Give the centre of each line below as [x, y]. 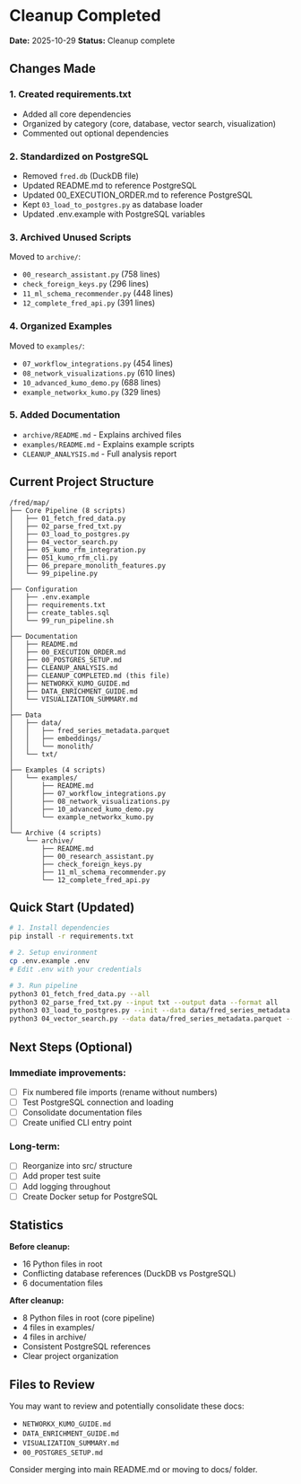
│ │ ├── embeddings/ [56, 738]
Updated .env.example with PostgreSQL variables [114, 214]
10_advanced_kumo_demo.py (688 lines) [91, 382]
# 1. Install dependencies [60, 928]
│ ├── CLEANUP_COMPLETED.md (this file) [90, 676]
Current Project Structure [82, 482]
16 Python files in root [62, 1264]
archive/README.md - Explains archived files [102, 434]
